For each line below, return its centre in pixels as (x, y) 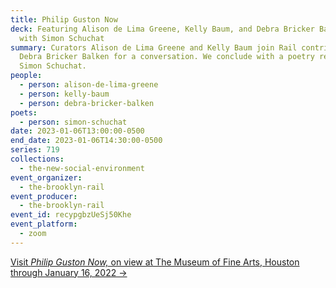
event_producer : (44, 196)
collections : (37, 159)
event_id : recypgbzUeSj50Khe (71, 215)
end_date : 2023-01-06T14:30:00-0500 (86, 141)
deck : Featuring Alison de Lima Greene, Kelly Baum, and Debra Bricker (162, 29)
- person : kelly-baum (64, 94)
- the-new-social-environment (82, 168)
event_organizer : (46, 177)
